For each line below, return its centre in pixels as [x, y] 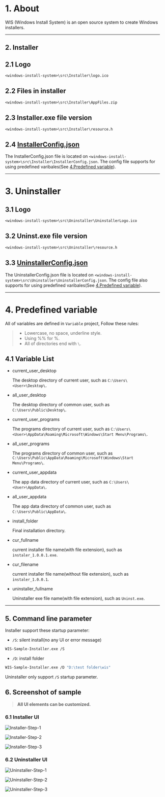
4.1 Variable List [30, 359]
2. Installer [22, 48]
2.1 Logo [18, 64]
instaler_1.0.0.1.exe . [35, 555]
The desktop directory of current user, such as [59, 381]
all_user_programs [31, 444]
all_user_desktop [29, 395]
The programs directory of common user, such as [62, 453]
